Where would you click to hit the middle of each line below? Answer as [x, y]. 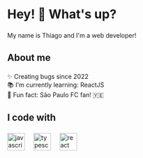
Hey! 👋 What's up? [62, 14]
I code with [32, 117]
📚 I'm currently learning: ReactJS [56, 85]
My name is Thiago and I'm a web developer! [72, 36]
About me [29, 58]
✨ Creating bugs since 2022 [48, 77]
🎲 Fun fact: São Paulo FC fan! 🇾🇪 [56, 95]
